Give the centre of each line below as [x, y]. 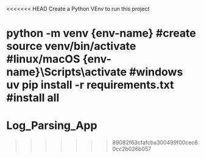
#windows [156, 72]
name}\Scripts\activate [67, 72]
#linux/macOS [43, 59]
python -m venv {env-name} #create [101, 33]
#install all [33, 98]
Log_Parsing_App [52, 125]
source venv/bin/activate [71, 46]
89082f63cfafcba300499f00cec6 [155, 143]
